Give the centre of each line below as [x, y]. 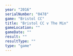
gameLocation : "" [23, 28]
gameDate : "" [18, 32]
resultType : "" [20, 41]
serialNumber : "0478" [27, 14]
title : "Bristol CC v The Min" [37, 23]
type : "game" [18, 46]
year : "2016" [18, 9]
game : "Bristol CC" [25, 19]
